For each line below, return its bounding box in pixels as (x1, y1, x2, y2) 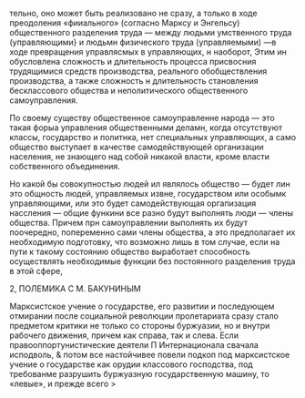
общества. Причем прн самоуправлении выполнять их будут (9, 218, 249, 228)
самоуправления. (9, 95, 78, 106)
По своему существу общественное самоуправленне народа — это (9, 113, 275, 123)
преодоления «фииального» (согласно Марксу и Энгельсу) (9, 17, 240, 28)
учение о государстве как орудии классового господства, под (9, 359, 253, 370)
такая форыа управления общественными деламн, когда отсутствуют (9, 122, 283, 133)
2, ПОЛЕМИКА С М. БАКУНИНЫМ (9, 283, 141, 294)
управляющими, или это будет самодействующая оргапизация (9, 198, 257, 209)
